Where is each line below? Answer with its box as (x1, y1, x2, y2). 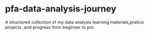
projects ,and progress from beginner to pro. (5, 24, 95, 30)
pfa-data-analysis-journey (5, 3, 117, 14)
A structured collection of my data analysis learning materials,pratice (5, 19, 144, 25)
